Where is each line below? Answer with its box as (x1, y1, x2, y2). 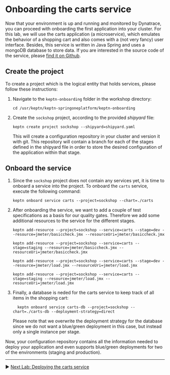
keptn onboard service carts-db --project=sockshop (17, 305, 129, 310)
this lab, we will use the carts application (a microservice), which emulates (5, 31, 160, 37)
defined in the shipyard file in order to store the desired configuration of (12, 144, 162, 150)
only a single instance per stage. (12, 328, 81, 335)
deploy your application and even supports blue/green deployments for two (5, 344, 163, 350)
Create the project (5, 67, 64, 76)
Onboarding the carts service (5, 4, 132, 15)
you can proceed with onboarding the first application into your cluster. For (5, 25, 161, 31)
